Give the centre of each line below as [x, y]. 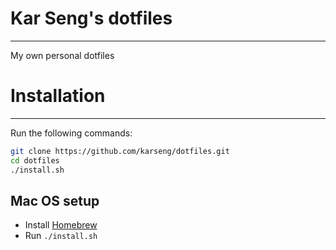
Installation [58, 96]
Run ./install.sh [61, 236]
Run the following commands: [71, 133]
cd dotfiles [35, 160]
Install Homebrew [61, 225]
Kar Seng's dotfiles [91, 18]
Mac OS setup [55, 200]
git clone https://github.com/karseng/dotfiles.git [120, 151]
